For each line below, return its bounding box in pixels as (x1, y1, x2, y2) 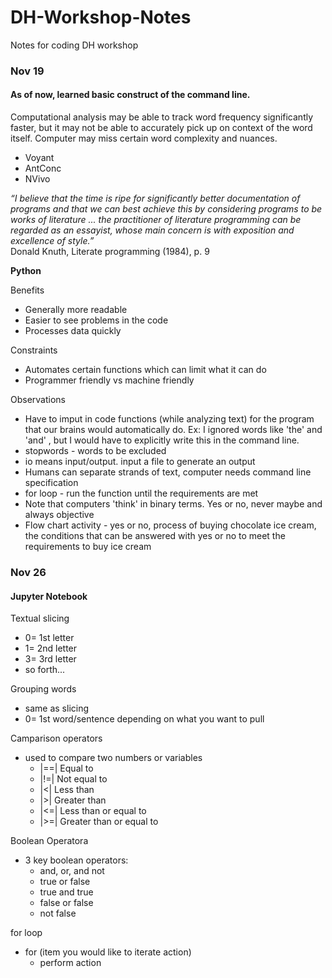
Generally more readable (24, 304, 128, 316)
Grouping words (10, 683, 77, 695)
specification (24, 477, 79, 489)
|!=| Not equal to (39, 773, 108, 785)
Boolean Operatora (10, 835, 89, 847)
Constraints (10, 344, 58, 356)
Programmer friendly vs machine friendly (24, 374, 195, 386)
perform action (39, 957, 102, 969)
